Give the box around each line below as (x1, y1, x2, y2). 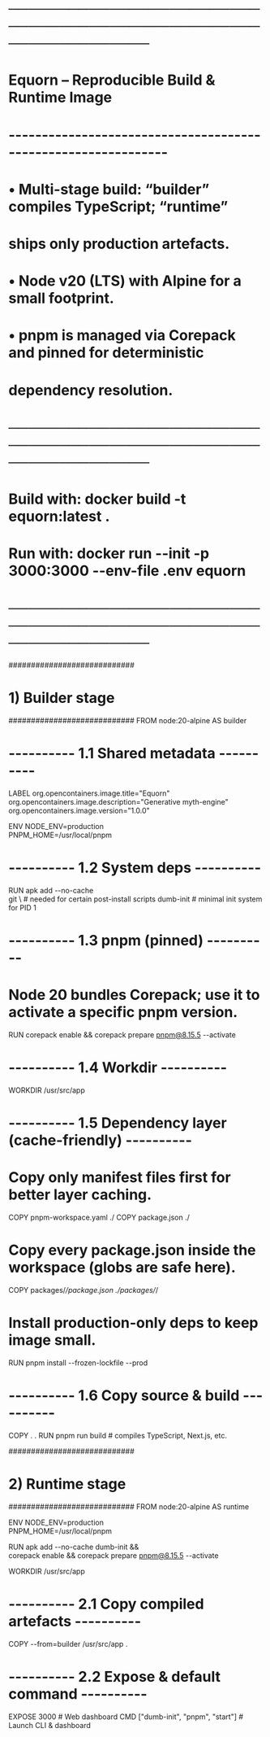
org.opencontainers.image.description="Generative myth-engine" (8, 796, 229, 806)
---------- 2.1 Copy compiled (8, 1595, 204, 1613)
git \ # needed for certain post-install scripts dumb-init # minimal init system (8, 894, 263, 904)
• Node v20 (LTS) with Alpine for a (8, 272, 242, 290)
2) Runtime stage (8, 1475, 126, 1493)
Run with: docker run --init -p (8, 544, 209, 563)
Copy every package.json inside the (8, 1241, 257, 1259)
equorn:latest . (8, 507, 110, 526)
